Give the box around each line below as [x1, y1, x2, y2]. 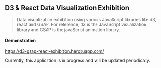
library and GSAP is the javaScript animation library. [16, 26, 120, 33]
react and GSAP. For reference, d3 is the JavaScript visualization [16, 22, 146, 27]
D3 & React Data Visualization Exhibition [5, 4, 129, 12]
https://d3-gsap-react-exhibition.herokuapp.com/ [5, 48, 104, 54]
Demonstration [5, 38, 36, 44]
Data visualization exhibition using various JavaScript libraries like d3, [16, 16, 157, 22]
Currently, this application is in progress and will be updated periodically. [5, 57, 150, 64]
